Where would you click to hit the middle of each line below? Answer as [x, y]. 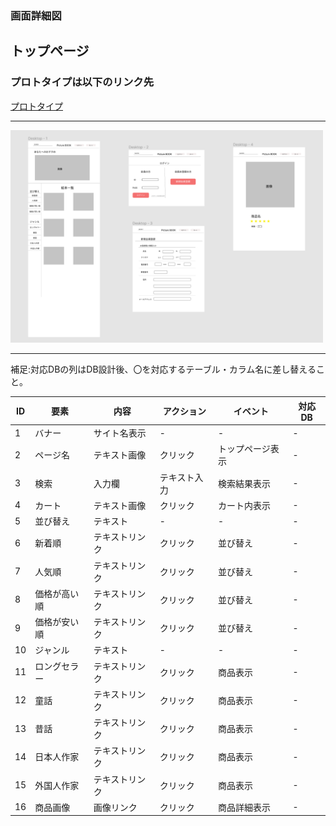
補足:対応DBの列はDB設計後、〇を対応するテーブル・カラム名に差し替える [163, 369]
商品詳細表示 [244, 807]
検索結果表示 [244, 483]
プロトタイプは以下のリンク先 [82, 82]
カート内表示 [244, 505]
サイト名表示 [120, 433]
